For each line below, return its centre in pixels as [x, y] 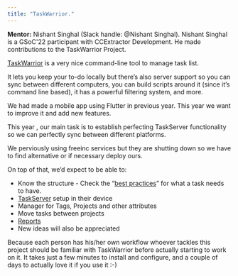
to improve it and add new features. [59, 113]
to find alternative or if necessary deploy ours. [75, 155]
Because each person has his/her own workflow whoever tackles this [109, 242]
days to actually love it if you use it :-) [62, 265]
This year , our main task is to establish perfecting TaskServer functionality [117, 127]
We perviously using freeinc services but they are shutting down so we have [119, 148]
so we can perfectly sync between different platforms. [87, 134]
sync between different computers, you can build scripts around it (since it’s [119, 84]
